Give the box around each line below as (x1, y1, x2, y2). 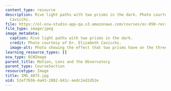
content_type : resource (5, 7, 56, 13)
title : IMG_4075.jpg (5, 73, 49, 78)
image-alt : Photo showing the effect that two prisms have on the (10, 45, 154, 50)
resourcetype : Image (5, 69, 49, 74)
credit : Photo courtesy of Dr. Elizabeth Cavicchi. (10, 40, 122, 45)
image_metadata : (5, 31, 40, 36)
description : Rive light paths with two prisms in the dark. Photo (5, 12, 152, 17)
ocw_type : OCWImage (5, 54, 47, 60)
